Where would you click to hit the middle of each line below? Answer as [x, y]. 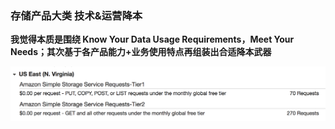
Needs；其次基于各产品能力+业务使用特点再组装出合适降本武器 [141, 52]
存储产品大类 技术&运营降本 [76, 15]
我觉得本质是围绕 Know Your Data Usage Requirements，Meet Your [152, 39]
